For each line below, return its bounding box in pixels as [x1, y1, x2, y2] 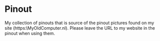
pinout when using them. [4, 30, 55, 36]
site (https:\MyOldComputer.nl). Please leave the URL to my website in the [4, 25, 155, 31]
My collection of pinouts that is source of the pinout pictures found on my [4, 20, 154, 26]
